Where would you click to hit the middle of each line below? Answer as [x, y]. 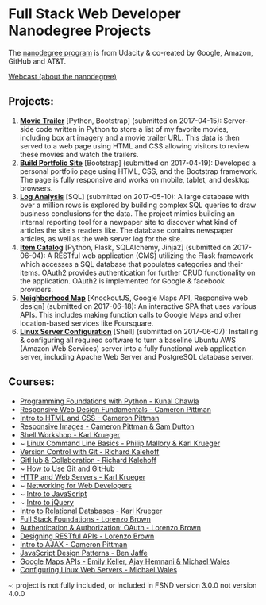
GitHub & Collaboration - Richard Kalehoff [88, 460]
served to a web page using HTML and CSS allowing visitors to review [135, 146]
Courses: [32, 382]
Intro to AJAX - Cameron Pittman [73, 544]
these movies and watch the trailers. [79, 154]
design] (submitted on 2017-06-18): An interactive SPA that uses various [138, 306]
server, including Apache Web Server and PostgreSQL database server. [137, 356]
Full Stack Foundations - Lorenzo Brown [85, 519]
